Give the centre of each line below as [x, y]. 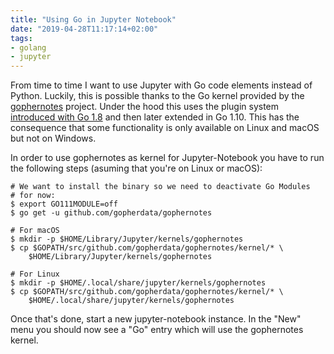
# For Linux [35, 274]
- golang [28, 47]
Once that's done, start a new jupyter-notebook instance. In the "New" [156, 319]
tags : [21, 38]
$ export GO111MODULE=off [64, 204]
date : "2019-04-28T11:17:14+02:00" [84, 29]
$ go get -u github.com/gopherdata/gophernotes [111, 213]
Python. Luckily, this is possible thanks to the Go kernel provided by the [157, 96]
